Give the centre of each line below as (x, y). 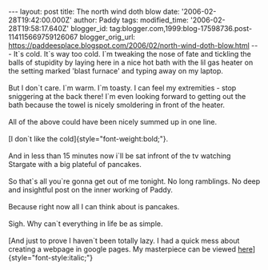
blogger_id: (89, 28)
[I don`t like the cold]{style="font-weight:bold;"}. (88, 139)
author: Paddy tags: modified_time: (131, 20)
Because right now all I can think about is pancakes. (94, 206)
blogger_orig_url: (108, 37)
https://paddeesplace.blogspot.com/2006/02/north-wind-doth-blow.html (129, 46)
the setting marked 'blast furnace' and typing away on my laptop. (116, 71)
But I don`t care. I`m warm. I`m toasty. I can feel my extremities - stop (122, 88)
